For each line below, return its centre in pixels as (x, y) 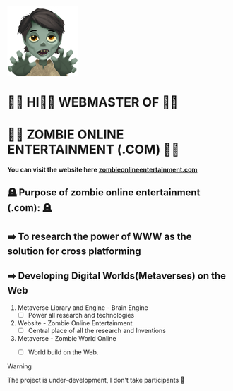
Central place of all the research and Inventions (97, 330)
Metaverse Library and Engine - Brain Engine (83, 307)
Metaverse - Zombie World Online (67, 338)
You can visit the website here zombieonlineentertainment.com (102, 169)
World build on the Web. (63, 352)
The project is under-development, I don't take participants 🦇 (96, 380)
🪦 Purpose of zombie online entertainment (104, 193)
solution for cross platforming (74, 251)
